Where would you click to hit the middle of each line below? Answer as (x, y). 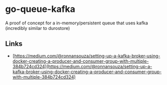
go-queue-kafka (40, 9)
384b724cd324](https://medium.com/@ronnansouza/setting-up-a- (82, 66)
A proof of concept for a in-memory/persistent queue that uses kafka (77, 23)
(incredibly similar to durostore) (38, 28)
